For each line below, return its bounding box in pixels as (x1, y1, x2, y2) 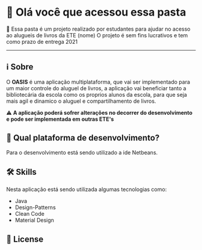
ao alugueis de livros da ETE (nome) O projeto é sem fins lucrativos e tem (6, 31, 188, 38)
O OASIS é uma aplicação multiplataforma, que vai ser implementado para (6, 78, 191, 85)
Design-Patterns (14, 204, 56, 211)
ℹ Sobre (6, 62, 34, 72)
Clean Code (14, 210, 45, 218)
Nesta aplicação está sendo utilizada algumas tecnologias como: (6, 186, 167, 193)
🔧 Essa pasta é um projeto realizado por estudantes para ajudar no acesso (6, 25, 191, 32)
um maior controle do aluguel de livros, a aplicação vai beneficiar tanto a (6, 84, 186, 92)
